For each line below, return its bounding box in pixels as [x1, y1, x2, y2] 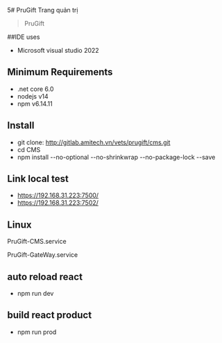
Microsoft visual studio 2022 [17, 47, 99, 54]
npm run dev [17, 290, 54, 298]
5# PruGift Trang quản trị [7, 6, 78, 14]
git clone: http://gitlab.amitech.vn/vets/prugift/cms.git [17, 138, 171, 147]
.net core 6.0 [17, 85, 54, 93]
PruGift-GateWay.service [7, 251, 78, 259]
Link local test [7, 173, 69, 185]
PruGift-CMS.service [7, 237, 67, 246]
